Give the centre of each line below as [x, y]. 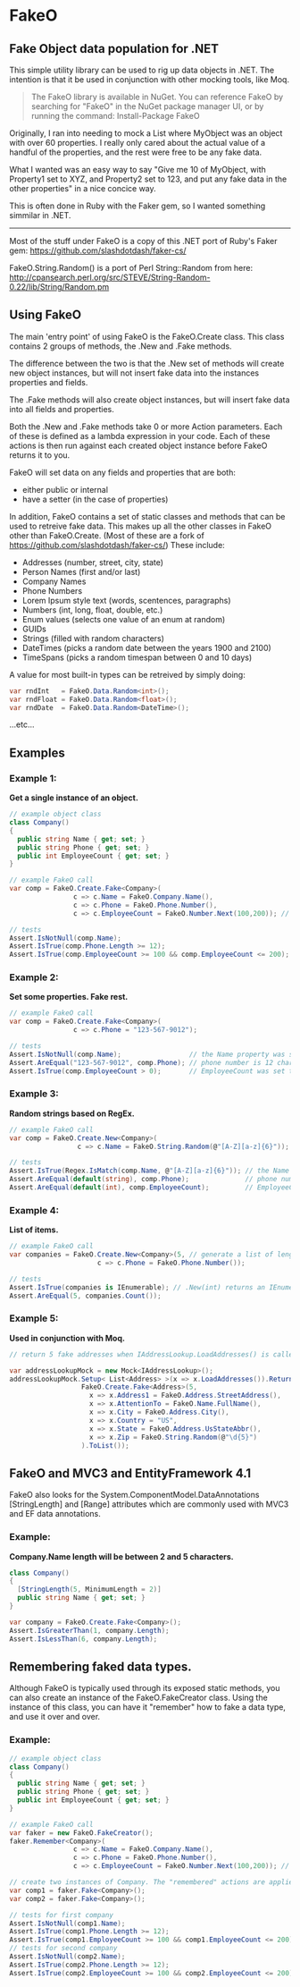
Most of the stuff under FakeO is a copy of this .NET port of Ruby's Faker [143, 241]
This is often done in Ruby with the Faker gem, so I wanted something [137, 206]
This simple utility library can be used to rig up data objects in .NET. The [142, 70]
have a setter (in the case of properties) [95, 499]
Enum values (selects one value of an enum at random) [124, 619]
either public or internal [65, 489]
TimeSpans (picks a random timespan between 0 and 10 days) [137, 657]
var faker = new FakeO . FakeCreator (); [81, 1833]
